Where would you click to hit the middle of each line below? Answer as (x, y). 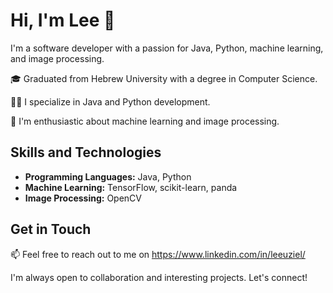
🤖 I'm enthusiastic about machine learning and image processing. (145, 121)
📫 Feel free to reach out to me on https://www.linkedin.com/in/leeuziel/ (158, 254)
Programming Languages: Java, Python (108, 176)
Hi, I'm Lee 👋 (63, 20)
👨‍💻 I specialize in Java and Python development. (110, 101)
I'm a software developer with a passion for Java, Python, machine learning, (167, 48)
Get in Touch (51, 229)
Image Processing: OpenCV (83, 198)
